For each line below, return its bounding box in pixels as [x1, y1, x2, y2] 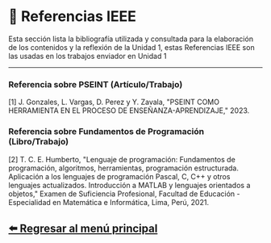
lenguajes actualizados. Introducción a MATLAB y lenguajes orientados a [8, 180, 251, 190]
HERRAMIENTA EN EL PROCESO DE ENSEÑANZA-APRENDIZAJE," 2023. [8, 106, 250, 115]
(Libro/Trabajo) [8, 136, 69, 148]
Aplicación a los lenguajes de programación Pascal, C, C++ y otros [8, 171, 231, 181]
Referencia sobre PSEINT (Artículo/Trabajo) [8, 78, 183, 90]
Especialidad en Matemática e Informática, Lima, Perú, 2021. [8, 197, 210, 207]
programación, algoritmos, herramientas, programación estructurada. [8, 163, 240, 173]
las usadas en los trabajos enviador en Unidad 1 [8, 51, 167, 61]
